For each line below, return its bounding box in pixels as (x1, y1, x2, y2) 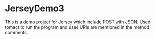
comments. (5, 29, 28, 35)
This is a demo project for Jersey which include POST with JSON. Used (5, 19, 151, 25)
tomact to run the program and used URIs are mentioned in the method (5, 24, 150, 30)
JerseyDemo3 (5, 3, 64, 14)
